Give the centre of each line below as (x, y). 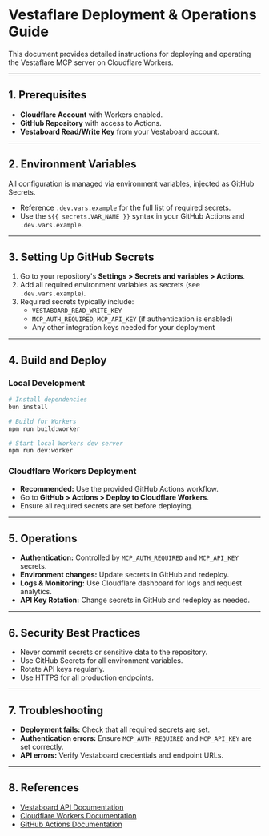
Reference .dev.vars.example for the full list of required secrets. (125, 207)
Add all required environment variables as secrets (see (110, 285)
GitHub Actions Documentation (71, 824)
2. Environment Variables (73, 165)
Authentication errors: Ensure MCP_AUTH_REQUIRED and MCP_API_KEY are (136, 738)
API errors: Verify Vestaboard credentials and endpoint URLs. (122, 755)
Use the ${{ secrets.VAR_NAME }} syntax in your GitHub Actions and (132, 216)
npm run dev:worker (41, 451)
